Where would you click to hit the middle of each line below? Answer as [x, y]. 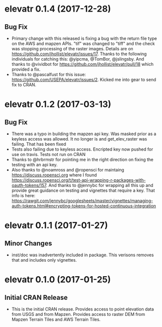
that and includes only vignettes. [44, 260]
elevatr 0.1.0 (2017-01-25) [58, 280]
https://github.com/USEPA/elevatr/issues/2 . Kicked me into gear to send [84, 79]
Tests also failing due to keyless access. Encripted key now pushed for [82, 149]
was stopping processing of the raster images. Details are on [73, 49]
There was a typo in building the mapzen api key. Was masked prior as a [84, 134]
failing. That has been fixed [39, 144]
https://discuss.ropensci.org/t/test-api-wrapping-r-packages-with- [79, 180]
